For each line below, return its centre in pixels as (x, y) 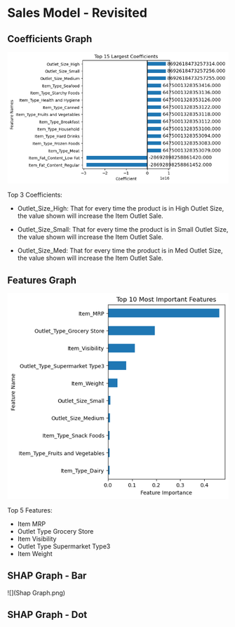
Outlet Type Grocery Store (55, 532)
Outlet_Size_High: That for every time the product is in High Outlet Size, (121, 209)
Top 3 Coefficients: (35, 195)
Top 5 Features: (30, 510)
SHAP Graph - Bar (47, 576)
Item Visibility (37, 539)
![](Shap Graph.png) (36, 593)
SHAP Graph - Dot (47, 615)
